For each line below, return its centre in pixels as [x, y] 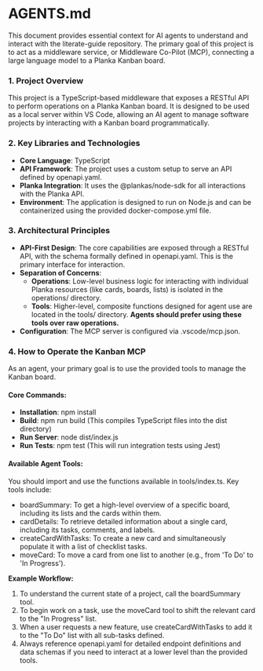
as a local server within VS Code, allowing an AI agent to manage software [129, 115]
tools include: [30, 489]
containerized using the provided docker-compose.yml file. [115, 210]
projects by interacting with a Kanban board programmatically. [109, 123]
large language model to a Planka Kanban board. [87, 60]
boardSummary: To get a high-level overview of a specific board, [124, 505]
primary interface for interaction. [72, 264]
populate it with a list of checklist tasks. [83, 546]
